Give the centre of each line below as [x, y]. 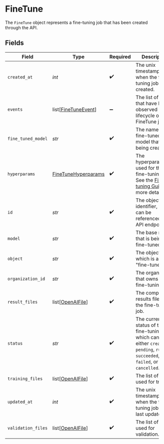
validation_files [28, 428]
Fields [15, 43]
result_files [23, 302]
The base [146, 232]
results [143, 299]
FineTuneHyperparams [78, 174]
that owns [147, 279]
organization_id [26, 279]
